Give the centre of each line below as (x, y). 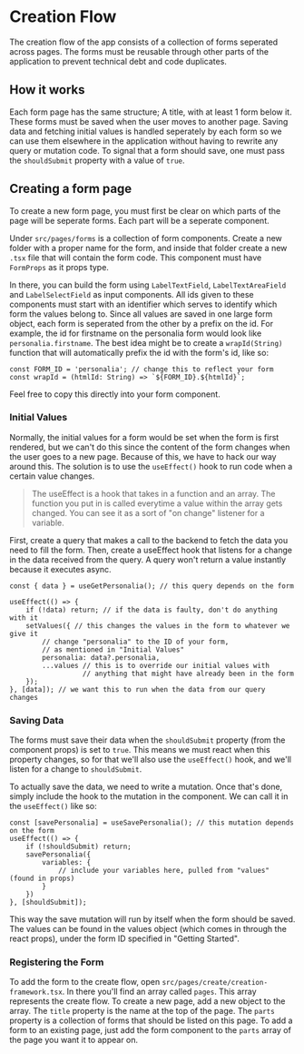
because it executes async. (60, 569)
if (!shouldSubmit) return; (78, 847)
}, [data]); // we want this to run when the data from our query (137, 689)
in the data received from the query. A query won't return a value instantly (148, 559)
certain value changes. (52, 476)
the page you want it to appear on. (74, 1040)
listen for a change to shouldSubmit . (76, 769)
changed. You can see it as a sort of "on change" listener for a (148, 512)
